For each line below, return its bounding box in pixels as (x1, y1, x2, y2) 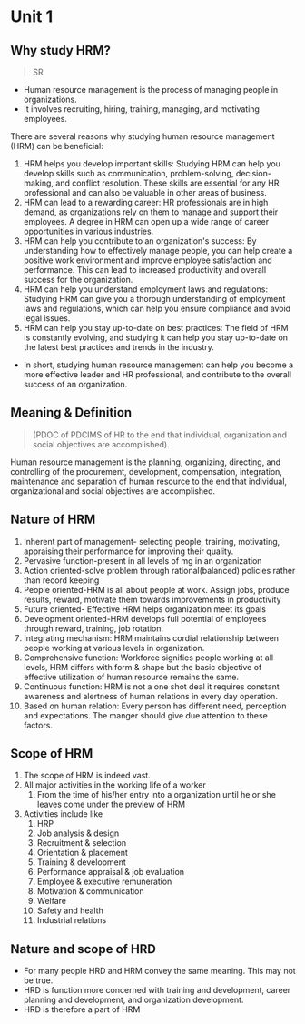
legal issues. (23, 313, 71, 324)
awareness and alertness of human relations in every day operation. (23, 690, 278, 701)
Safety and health (36, 905, 103, 916)
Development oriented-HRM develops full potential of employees (23, 613, 267, 624)
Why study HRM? (10, 43, 112, 58)
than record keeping (23, 575, 100, 586)
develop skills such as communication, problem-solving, (23, 168, 234, 178)
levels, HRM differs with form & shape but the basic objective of (23, 661, 262, 672)
